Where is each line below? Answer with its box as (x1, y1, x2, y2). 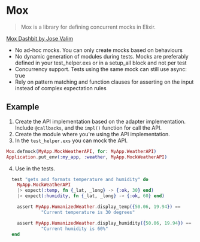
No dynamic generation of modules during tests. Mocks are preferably (14, 53, 189, 60)
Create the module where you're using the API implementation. (14, 130, 171, 137)
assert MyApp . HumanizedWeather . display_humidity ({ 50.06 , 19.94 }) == (17, 220, 192, 226)
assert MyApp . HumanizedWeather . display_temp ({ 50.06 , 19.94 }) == (17, 204, 181, 210)
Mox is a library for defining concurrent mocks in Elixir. (20, 23, 156, 30)
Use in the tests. (14, 165, 56, 172)
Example (6, 102, 40, 112)
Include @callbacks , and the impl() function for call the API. (14, 124, 162, 131)
